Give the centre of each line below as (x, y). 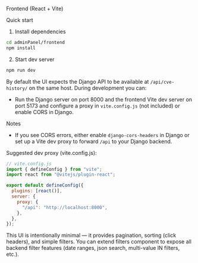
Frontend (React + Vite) (35, 9)
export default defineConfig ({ (45, 186)
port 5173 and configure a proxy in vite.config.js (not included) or (97, 106)
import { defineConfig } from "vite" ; (54, 169)
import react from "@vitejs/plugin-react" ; (61, 175)
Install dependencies (40, 31)
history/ (17, 88)
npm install (21, 48)
